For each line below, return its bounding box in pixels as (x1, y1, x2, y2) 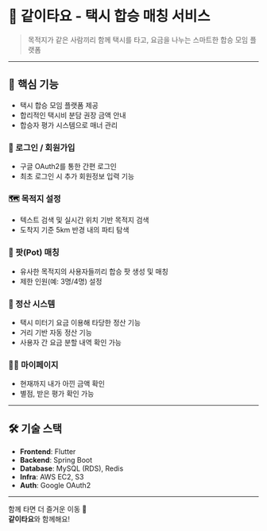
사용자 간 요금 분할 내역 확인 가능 (19, 337, 122, 347)
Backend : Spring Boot (19, 456, 93, 465)
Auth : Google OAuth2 (19, 481, 91, 491)
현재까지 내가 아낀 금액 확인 (19, 379, 106, 389)
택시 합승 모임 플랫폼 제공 (19, 100, 99, 110)
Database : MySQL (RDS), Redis (19, 464, 124, 473)
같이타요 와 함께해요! (8, 514, 70, 524)
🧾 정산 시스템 (8, 298, 56, 310)
